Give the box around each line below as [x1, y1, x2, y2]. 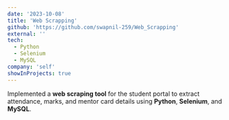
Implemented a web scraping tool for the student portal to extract [7, 89, 200, 98]
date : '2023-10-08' [7, 10, 65, 18]
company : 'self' [7, 63, 55, 70]
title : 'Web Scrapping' [7, 17, 78, 24]
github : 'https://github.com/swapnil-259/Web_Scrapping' [7, 23, 179, 31]
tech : [7, 37, 23, 44]
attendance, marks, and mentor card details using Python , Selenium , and [7, 97, 223, 105]
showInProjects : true [7, 70, 72, 77]
